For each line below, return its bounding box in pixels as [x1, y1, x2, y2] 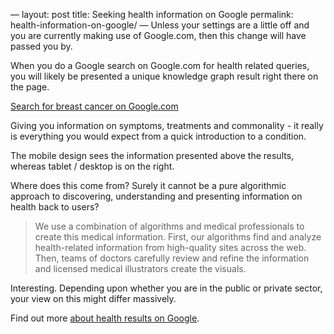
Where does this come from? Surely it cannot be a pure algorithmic [10, 180, 287, 191]
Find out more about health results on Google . [10, 312, 200, 324]
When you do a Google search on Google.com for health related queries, [10, 60, 310, 71]
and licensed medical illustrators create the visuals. [34, 263, 247, 274]
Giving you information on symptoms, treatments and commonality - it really [10, 120, 324, 131]
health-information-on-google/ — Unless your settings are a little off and [10, 19, 310, 31]
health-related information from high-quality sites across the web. [34, 242, 307, 253]
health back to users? [10, 201, 100, 213]
